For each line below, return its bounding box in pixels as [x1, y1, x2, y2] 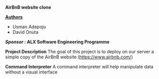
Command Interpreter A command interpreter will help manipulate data [5, 64, 153, 69]
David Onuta [12, 29, 39, 35]
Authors [5, 14, 23, 20]
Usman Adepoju [12, 24, 46, 30]
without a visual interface [5, 69, 58, 75]
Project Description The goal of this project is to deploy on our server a [5, 49, 154, 54]
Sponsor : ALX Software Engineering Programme [5, 39, 110, 45]
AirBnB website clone [5, 5, 51, 10]
